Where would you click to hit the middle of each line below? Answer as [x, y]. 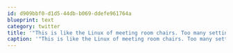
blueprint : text [31, 20]
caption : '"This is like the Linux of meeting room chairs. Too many [110, 39]
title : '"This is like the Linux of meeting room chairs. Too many [107, 33]
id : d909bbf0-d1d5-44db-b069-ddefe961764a [69, 13]
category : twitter [34, 26]
